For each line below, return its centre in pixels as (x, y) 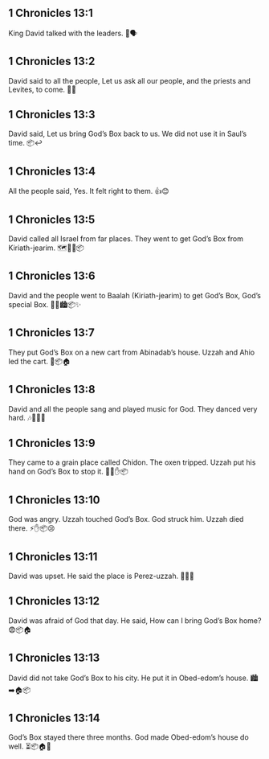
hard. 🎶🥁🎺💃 (27, 417)
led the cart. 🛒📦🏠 (39, 361)
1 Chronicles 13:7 (51, 333)
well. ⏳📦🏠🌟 (30, 746)
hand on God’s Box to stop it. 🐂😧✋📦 (68, 472)
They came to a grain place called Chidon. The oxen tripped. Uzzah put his (132, 462)
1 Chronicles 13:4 (52, 171)
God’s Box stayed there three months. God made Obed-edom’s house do (128, 737)
